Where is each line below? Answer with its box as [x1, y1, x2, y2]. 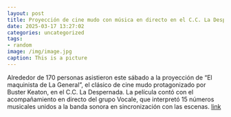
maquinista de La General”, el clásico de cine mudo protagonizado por [7, 80, 206, 89]
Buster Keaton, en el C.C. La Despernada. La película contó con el [7, 88, 194, 96]
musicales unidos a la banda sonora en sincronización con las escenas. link [7, 102, 221, 110]
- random [7, 42, 32, 49]
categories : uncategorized [7, 29, 85, 36]
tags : [7, 36, 23, 42]
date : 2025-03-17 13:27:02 [7, 23, 85, 29]
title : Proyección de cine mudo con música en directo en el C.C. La [7, 16, 211, 23]
